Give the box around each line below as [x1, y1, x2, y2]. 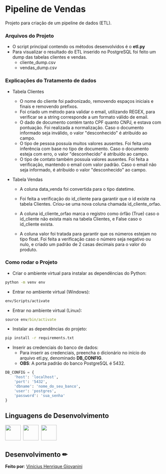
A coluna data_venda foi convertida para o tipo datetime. [19, 186, 135, 192]
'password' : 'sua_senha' [14, 393, 65, 398]
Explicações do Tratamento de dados [5, 77, 97, 84]
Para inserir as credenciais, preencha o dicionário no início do [19, 350, 146, 356]
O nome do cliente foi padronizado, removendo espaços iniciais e [19, 98, 154, 104]
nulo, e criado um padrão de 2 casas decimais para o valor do [19, 241, 146, 247]
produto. [19, 246, 38, 252]
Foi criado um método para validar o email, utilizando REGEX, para [19, 108, 155, 115]
